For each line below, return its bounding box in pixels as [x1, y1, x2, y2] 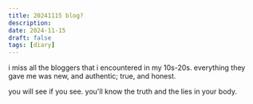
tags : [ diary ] [8, 41, 56, 49]
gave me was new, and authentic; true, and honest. [8, 71, 176, 81]
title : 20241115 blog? [8, 11, 84, 20]
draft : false [8, 33, 52, 42]
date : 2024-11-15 [8, 26, 66, 34]
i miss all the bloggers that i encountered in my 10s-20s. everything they [8, 63, 246, 72]
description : [8, 19, 52, 27]
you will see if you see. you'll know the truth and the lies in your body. [8, 87, 238, 96]
